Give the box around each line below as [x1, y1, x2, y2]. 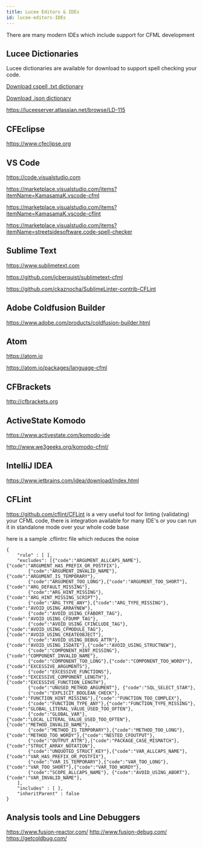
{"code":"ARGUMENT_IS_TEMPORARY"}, [6, 573, 96, 579]
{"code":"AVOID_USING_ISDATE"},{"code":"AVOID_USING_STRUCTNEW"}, [6, 642, 177, 648]
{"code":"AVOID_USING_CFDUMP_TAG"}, [6, 615, 98, 621]
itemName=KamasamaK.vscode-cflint [6, 210, 101, 217]
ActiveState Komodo [6, 416, 86, 426]
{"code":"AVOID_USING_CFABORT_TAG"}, [28, 610, 123, 617]
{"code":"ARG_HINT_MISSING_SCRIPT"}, [6, 594, 101, 600]
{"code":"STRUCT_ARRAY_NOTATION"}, [6, 743, 96, 749]
